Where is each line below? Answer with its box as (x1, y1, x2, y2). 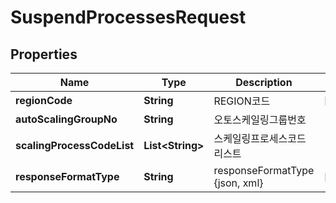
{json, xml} (213, 176, 264, 190)
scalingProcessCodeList (15, 139, 135, 152)
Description (235, 76, 293, 89)
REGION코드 (213, 94, 271, 108)
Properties (10, 46, 78, 63)
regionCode (15, 94, 73, 107)
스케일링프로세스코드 (213, 132, 307, 145)
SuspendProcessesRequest (10, 6, 247, 29)
